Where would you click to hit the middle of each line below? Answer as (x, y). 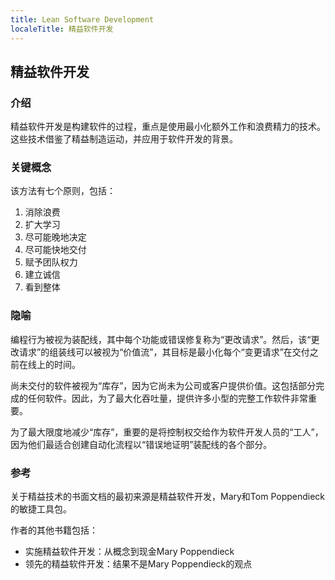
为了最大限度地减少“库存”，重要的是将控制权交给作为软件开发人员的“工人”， (167, 432)
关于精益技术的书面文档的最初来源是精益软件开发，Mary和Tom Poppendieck (168, 497)
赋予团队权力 (51, 262)
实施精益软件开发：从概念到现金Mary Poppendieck (129, 552)
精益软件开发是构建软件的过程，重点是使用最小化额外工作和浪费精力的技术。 (168, 127)
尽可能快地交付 (55, 250)
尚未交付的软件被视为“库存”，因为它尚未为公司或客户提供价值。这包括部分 (163, 385)
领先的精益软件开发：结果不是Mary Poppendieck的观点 (138, 564)
